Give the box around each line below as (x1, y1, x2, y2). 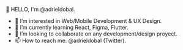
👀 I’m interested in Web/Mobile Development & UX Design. (14, 17, 162, 24)
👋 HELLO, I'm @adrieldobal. (6, 6, 75, 13)
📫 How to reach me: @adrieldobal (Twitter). (14, 37, 127, 44)
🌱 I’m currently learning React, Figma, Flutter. (14, 24, 129, 31)
